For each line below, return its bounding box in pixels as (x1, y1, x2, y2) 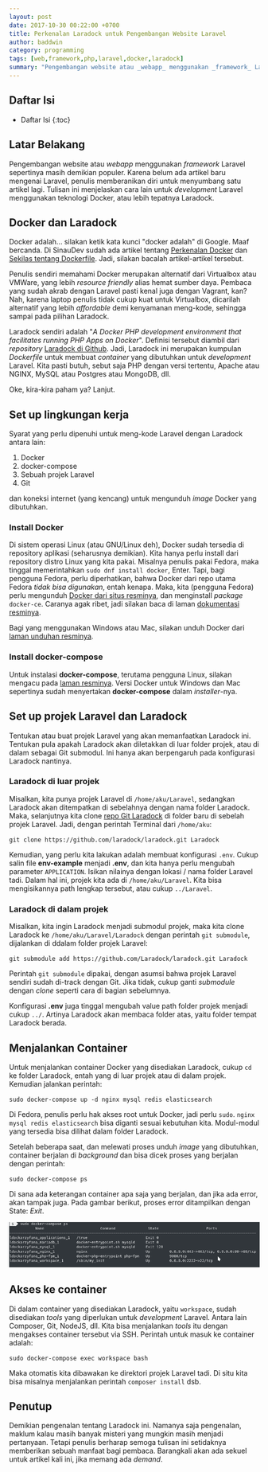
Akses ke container (9, 1283, 107, 1297)
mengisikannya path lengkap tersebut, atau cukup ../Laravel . (9, 884, 213, 893)
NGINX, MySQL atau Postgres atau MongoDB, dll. (9, 369, 172, 379)
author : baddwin (9, 38, 63, 46)
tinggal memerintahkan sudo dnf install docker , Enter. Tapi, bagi (9, 565, 225, 575)
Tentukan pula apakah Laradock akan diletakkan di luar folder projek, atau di (9, 739, 259, 748)
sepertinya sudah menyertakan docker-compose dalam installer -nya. (9, 686, 238, 696)
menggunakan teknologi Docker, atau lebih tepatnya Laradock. (9, 193, 215, 202)
